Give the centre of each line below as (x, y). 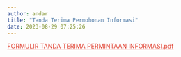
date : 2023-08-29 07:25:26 (46, 26)
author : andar (28, 14)
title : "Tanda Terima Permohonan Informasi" (73, 20)
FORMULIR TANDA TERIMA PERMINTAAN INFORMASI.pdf (90, 47)
